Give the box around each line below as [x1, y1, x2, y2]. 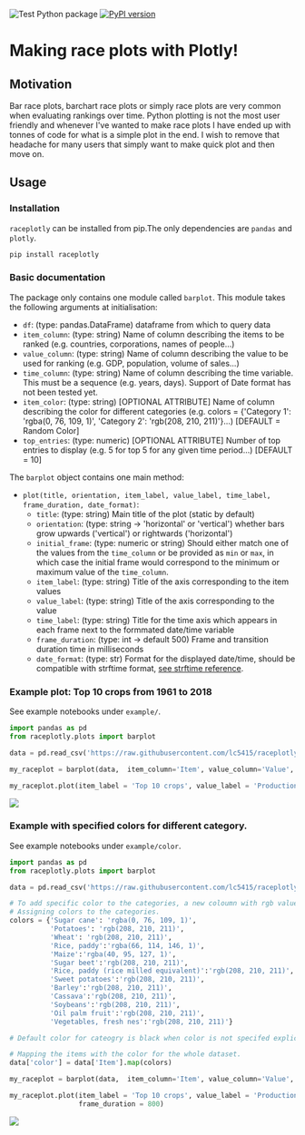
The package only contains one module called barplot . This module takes [9, 291, 286, 303]
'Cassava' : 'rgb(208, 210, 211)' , [49, 992, 177, 1002]
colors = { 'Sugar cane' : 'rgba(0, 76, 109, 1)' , [9, 916, 197, 925]
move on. [9, 149, 44, 159]
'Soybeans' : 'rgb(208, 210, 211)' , [49, 1000, 181, 1009]
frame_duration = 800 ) [78, 1099, 165, 1109]
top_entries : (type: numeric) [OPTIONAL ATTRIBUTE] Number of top [22, 435, 281, 445]
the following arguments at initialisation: [9, 301, 158, 312]
